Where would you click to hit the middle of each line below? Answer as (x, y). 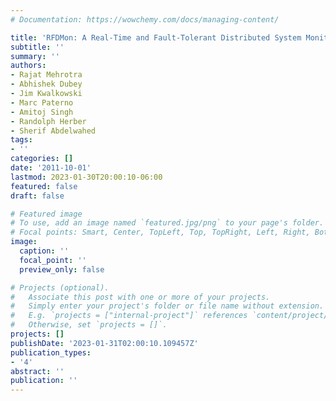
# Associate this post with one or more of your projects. (140, 297)
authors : (28, 66)
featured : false (44, 186)
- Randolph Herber (48, 121)
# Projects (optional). (60, 287)
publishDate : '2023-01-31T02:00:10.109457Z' (104, 343)
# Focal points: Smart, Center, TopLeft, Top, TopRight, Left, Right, (160, 232)
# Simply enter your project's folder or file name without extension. (167, 306)
